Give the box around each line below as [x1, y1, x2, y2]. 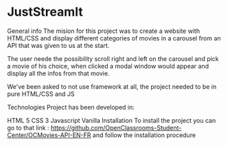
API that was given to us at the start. [7, 41, 110, 49]
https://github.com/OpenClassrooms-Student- [50, 123, 182, 132]
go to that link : [7, 123, 49, 132]
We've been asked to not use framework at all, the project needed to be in [7, 82, 217, 90]
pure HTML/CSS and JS [7, 90, 75, 98]
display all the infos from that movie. [7, 69, 110, 77]
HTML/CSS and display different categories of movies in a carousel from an [7, 34, 221, 42]
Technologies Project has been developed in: [7, 103, 135, 111]
